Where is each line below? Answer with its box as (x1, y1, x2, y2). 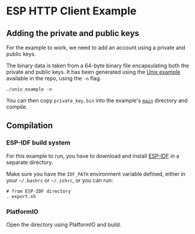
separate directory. (6, 158, 53, 166)
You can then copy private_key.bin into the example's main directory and (6, 97, 188, 104)
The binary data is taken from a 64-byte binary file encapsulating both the (6, 62, 190, 69)
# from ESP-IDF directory (6, 188, 71, 194)
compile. (6, 103, 28, 110)
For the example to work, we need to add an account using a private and (6, 44, 185, 51)
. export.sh (6, 193, 36, 199)
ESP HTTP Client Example (6, 4, 137, 18)
